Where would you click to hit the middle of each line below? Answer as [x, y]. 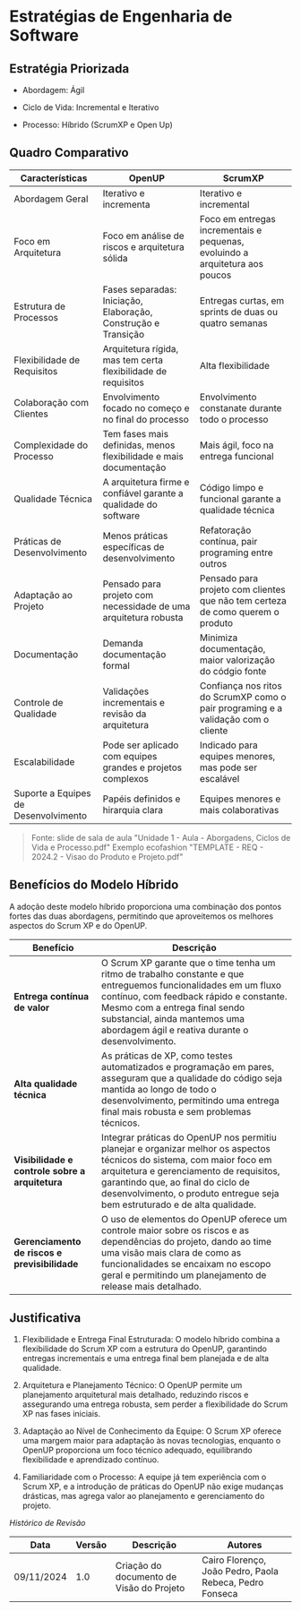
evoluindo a [224, 253]
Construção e [131, 322]
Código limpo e [232, 487]
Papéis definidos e [142, 799]
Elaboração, [128, 312]
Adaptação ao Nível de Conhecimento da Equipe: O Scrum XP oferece [152, 1431]
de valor [32, 1007]
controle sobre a [50, 1170]
